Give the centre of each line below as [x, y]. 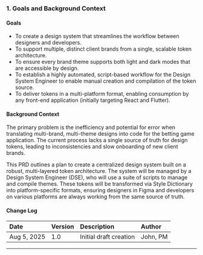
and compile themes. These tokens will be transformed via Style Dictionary [100, 184]
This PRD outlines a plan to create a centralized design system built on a [96, 165]
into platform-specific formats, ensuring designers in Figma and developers [100, 190]
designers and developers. [48, 43]
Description [97, 226]
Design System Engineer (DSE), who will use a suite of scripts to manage [97, 178]
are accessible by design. [47, 68]
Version [63, 226]
